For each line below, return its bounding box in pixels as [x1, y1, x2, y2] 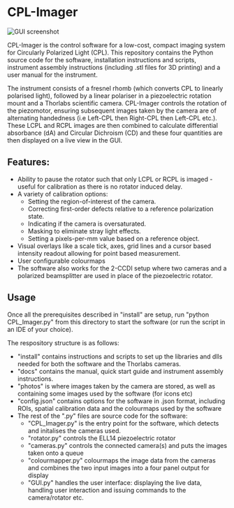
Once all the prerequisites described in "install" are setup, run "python [7, 310, 210, 319]
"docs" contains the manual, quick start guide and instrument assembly [17, 367, 224, 375]
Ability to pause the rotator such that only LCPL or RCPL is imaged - [17, 175, 213, 183]
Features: [7, 157, 50, 168]
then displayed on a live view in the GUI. [7, 136, 123, 144]
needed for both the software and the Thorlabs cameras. [17, 359, 182, 368]
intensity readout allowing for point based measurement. [17, 249, 180, 257]
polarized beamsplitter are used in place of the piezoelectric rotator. [17, 271, 213, 280]
